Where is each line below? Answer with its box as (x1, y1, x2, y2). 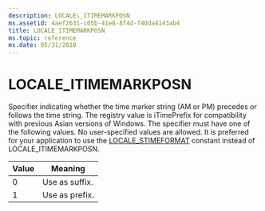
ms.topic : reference (8, 33, 77, 42)
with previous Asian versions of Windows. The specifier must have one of (8, 119, 251, 128)
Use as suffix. (42, 177, 93, 188)
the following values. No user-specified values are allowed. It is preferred (8, 127, 249, 137)
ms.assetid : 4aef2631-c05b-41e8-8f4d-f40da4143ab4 (8, 19, 180, 27)
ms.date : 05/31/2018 (8, 41, 77, 49)
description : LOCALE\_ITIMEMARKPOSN (8, 11, 130, 20)
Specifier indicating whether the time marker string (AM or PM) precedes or (8, 102, 258, 111)
